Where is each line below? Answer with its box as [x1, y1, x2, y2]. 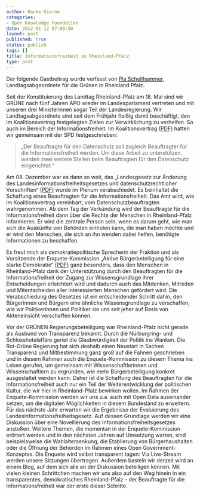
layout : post [6, 31, 39, 37]
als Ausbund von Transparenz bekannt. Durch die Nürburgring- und [6, 330, 173, 337]
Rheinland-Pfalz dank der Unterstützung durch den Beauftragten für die [6, 267, 183, 275]
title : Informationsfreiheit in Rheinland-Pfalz [6, 53, 130, 59]
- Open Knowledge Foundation [6, 20, 79, 26]
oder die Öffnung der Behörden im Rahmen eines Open [6, 444, 142, 451]
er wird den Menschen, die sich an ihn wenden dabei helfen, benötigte [6, 231, 180, 238]
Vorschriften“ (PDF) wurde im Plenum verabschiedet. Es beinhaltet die [6, 186, 179, 193]
